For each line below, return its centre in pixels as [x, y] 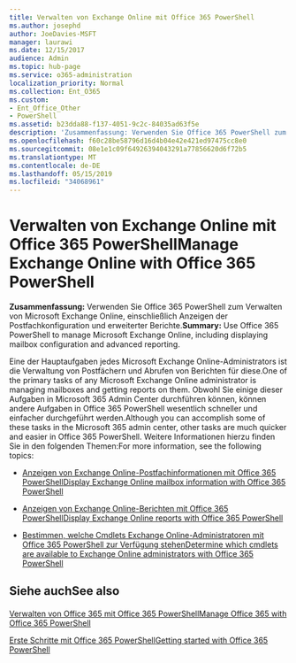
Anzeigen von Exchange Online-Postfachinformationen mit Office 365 [149, 473]
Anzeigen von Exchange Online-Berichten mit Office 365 [125, 509]
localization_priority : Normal [67, 83]
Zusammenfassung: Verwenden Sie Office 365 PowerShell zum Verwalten [146, 307]
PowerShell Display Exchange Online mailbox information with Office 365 [154, 482]
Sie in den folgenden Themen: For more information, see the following [136, 446]
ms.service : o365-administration [71, 75]
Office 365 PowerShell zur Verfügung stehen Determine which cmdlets [150, 544]
